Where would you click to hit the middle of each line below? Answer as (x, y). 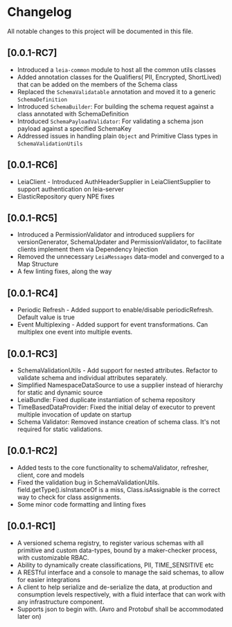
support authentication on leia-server (70, 189)
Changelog (39, 12)
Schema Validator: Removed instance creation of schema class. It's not (118, 422)
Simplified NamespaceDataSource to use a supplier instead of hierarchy (120, 385)
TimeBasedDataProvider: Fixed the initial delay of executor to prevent (116, 407)
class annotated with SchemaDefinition (73, 113)
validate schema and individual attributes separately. (92, 378)
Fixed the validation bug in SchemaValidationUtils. (88, 482)
